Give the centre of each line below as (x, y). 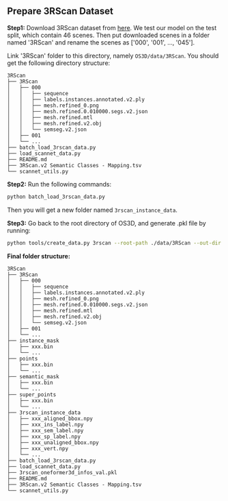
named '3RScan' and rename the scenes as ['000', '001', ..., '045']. (101, 42)
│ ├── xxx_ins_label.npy (45, 424)
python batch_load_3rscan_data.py (56, 197)
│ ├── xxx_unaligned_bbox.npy (53, 442)
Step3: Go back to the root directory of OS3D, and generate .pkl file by (106, 223)
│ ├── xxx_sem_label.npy (45, 430)
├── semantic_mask (33, 376)
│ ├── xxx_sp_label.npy (44, 437)
